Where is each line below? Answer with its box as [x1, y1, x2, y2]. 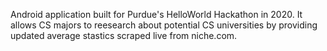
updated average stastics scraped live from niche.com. [10, 30, 238, 41]
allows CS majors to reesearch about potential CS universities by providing [10, 19, 318, 31]
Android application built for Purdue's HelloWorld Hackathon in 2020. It [10, 9, 303, 20]
